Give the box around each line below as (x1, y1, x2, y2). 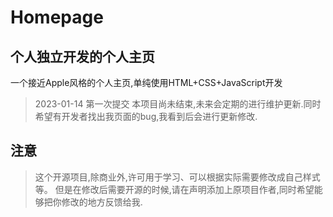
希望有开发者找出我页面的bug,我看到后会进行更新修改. (34, 111, 258, 122)
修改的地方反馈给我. (61, 196, 143, 208)
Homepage (10, 6, 104, 29)
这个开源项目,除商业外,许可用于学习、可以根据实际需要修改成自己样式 (34, 171, 321, 183)
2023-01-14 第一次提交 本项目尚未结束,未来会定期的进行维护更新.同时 (34, 98, 322, 110)
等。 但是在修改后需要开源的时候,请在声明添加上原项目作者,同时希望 (34, 183, 315, 195)
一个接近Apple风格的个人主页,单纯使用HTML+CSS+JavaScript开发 (10, 77, 283, 88)
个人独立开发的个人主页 (10, 48, 155, 65)
